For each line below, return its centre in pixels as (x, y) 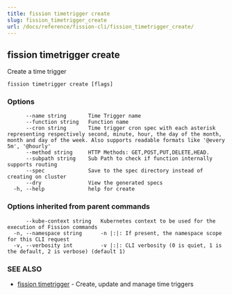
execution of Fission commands (52, 227)
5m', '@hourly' (29, 147)
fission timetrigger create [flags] (60, 84)
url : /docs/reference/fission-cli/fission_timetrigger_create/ (101, 26)
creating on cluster (37, 177)
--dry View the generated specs (94, 183)
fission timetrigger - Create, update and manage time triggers (105, 284)
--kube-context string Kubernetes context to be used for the (121, 221)
